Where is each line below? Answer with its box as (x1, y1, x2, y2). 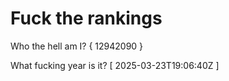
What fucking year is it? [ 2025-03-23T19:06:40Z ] (10, 59, 220, 71)
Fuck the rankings (10, 7, 163, 30)
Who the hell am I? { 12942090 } (10, 40, 144, 52)
